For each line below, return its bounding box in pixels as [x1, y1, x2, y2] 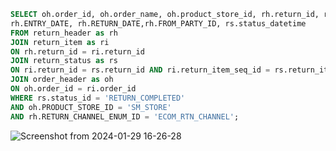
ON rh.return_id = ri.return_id [10, 46, 145, 57]
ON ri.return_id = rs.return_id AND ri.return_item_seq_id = [10, 65, 271, 75]
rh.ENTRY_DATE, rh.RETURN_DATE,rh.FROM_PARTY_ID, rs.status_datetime [10, 18, 307, 29]
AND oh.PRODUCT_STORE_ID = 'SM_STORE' [10, 102, 172, 112]
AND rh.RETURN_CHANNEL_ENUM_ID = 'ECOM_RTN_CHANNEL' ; [10, 111, 240, 122]
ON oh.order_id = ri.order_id [10, 84, 137, 94]
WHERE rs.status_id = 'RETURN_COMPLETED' [10, 93, 186, 103]
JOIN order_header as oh [10, 75, 114, 85]
